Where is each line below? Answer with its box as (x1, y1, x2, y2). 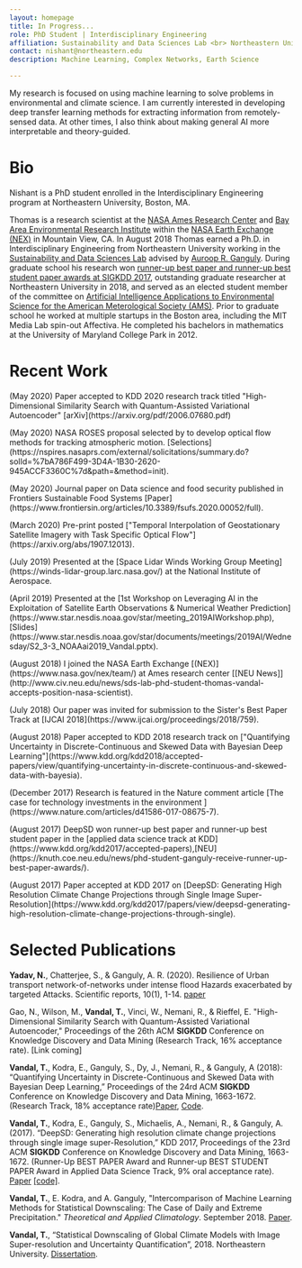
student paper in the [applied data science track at (9, 833, 197, 844)
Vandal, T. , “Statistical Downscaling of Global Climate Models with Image (9, 1229, 280, 1240)
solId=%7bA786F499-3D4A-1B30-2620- (9, 456, 161, 467)
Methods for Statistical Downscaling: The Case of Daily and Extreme (9, 1202, 262, 1213)
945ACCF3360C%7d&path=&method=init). (9, 465, 169, 476)
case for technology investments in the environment (9, 797, 202, 807)
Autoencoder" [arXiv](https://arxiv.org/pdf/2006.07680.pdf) (9, 409, 232, 420)
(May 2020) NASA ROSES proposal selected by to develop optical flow (9, 427, 271, 438)
